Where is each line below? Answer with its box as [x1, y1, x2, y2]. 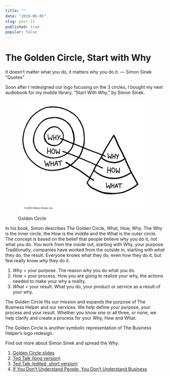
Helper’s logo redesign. [5, 330, 54, 336]
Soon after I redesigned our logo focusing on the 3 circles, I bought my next [5, 84, 163, 90]
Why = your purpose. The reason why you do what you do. [12, 267, 136, 273]
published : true [5, 24, 39, 29]
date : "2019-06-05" [5, 13, 47, 19]
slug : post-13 [5, 19, 35, 24]
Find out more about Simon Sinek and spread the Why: [5, 340, 119, 346]
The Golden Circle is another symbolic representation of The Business [5, 325, 152, 331]
